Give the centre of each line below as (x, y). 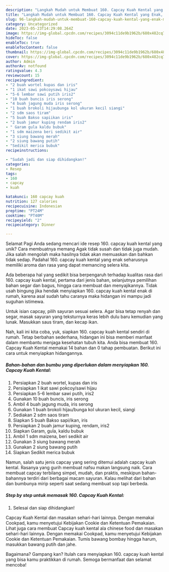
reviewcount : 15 (23, 76)
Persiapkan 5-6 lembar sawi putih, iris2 (53, 394)
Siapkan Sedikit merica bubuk (44, 453)
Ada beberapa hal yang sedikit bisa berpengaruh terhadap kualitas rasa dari (84, 275)
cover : (13, 57)
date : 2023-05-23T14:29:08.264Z (39, 29)
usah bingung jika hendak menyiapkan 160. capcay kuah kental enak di (79, 291)
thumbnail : (17, 52)
